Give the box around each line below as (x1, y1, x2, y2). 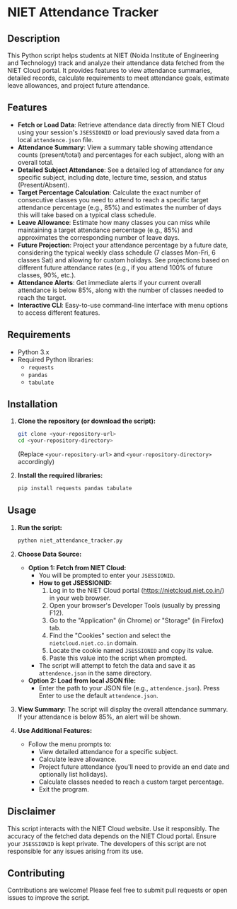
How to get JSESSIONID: (38, 578, 112, 587)
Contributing (7, 867, 65, 879)
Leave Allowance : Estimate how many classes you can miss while (17, 218, 211, 226)
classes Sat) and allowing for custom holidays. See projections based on (17, 255, 229, 264)
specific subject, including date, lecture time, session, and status (17, 173, 207, 181)
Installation (7, 398, 58, 410)
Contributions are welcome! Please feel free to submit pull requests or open (7, 886, 228, 895)
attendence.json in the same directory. (38, 668, 152, 677)
